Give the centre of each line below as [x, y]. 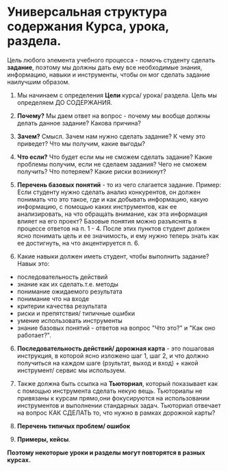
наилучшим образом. [39, 82]
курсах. [19, 459]
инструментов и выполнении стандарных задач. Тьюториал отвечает [119, 405]
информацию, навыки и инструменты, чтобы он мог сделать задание [109, 74]
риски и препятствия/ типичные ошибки [76, 313]
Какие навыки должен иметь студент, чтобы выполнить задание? [113, 256]
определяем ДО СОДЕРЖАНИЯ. [65, 102]
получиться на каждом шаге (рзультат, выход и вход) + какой [107, 363]
